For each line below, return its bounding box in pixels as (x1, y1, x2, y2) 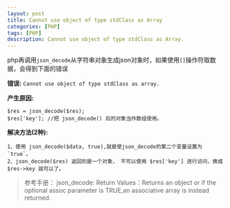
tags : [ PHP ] (7, 29, 42, 37)
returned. (24, 193, 51, 202)
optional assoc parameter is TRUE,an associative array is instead (24, 187, 210, 195)
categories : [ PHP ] (7, 23, 60, 30)
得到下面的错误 (25, 64, 68, 73)
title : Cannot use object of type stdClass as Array (7, 17, 163, 24)
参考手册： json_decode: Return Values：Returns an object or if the (24, 178, 217, 187)
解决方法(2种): (7, 128, 48, 137)
